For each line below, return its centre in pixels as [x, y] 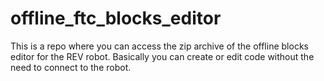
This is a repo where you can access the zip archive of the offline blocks [159, 46]
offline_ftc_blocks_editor [116, 18]
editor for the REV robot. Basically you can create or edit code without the [162, 56]
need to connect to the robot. [71, 67]
